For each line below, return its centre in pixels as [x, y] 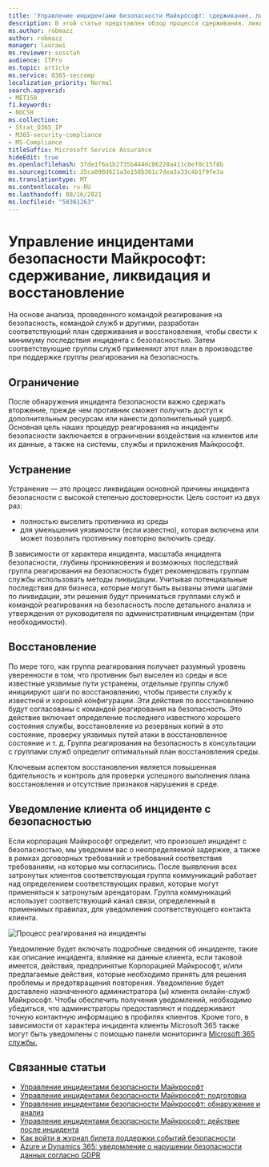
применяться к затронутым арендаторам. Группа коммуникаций [120, 892]
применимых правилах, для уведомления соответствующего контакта [130, 909]
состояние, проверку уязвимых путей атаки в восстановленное [118, 734]
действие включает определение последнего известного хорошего [124, 717]
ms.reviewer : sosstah [44, 53]
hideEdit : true [34, 157]
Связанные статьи [57, 1067]
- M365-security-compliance [55, 135]
